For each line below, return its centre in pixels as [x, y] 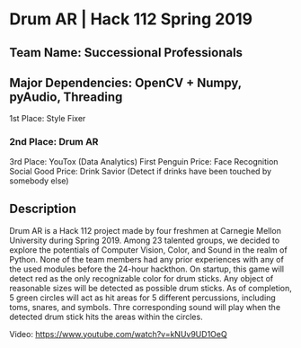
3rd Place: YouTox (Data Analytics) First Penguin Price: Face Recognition [144, 161]
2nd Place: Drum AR [54, 142]
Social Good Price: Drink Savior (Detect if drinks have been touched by [141, 171]
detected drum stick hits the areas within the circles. [106, 317]
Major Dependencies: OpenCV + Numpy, [126, 82]
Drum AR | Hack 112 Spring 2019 [131, 19]
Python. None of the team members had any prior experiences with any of [147, 259]
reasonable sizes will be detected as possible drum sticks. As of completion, [150, 288]
